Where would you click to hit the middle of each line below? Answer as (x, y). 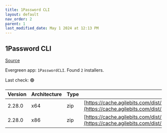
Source (12, 60)
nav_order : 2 (19, 19)
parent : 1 (15, 24)
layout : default (22, 14)
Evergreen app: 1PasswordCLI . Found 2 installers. (55, 70)
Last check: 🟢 (20, 80)
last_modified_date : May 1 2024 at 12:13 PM (52, 28)
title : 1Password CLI (28, 10)
